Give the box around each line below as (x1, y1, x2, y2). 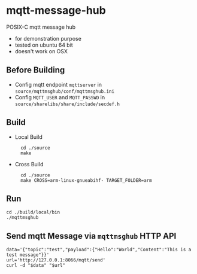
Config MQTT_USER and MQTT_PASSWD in (14, 93, 105, 101)
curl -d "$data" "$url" (6, 263, 66, 269)
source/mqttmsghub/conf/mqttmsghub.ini (14, 88, 115, 95)
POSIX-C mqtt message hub (6, 23, 76, 31)
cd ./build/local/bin (6, 209, 60, 215)
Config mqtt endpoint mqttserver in (14, 81, 102, 88)
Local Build (14, 133, 43, 141)
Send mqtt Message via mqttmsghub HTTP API (6, 231, 177, 241)
